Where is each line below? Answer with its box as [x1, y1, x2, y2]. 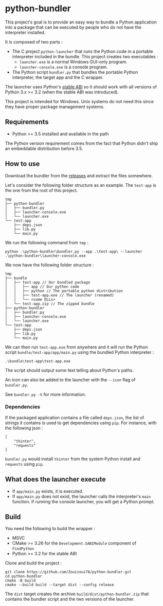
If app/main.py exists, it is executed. [12, 488, 84, 494]
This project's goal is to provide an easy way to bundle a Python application [5, 19, 157, 25]
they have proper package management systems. [5, 104, 105, 109]
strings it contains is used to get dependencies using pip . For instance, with [5, 420, 157, 426]
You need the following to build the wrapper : [5, 526, 95, 532]
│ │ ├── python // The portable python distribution [5, 288, 123, 293]
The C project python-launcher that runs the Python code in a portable [12, 48, 153, 54]
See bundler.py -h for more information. [5, 391, 86, 397]
